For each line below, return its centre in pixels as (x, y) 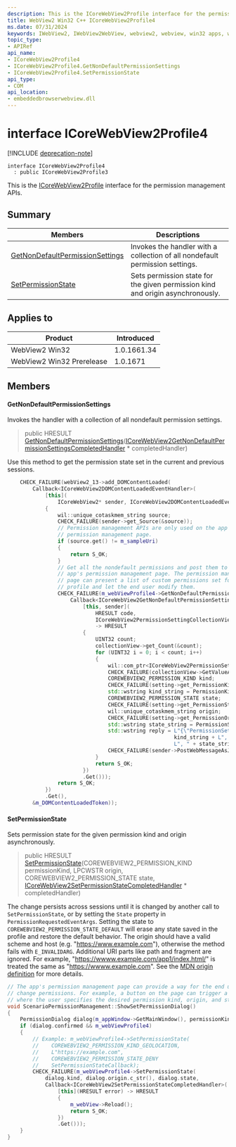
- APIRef (20, 46)
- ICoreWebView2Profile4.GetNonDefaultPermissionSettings (94, 66)
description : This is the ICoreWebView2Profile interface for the (106, 14)
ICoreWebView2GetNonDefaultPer (175, 441)
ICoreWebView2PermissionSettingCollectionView (164, 620)
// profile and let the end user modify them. (127, 587)
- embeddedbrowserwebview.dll (52, 99)
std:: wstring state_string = (150, 724)
